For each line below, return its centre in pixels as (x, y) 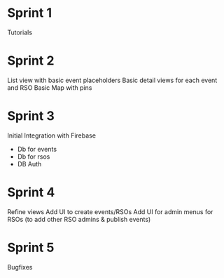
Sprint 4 (31, 192)
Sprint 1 (30, 13)
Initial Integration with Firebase (52, 135)
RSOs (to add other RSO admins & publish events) (79, 219)
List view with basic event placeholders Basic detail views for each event (112, 80)
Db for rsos (34, 157)
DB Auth (29, 164)
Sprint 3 (31, 116)
